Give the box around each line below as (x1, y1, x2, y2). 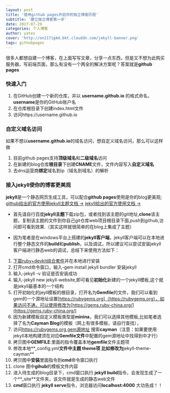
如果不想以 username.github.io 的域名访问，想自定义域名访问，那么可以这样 (6, 138, 163, 144)
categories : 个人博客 (6, 26, 48, 31)
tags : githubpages (6, 40, 44, 45)
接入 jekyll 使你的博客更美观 (6, 181, 71, 188)
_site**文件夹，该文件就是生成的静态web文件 (21, 376, 116, 382)
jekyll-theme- (123, 345, 151, 351)
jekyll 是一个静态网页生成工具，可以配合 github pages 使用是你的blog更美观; (6, 194, 162, 200)
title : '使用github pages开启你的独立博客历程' (6, 12, 99, 17)
